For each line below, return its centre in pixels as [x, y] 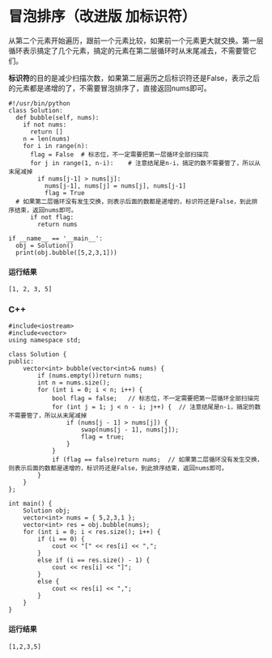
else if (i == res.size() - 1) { [94, 560]
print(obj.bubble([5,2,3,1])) [66, 253]
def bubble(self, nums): [57, 117]
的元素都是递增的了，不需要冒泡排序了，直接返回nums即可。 [110, 88]
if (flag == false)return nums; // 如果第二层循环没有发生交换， [157, 460]
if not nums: [45, 125]
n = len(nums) [47, 138]
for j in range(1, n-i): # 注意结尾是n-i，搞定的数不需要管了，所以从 [145, 163]
